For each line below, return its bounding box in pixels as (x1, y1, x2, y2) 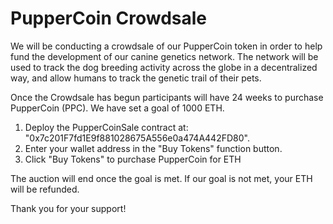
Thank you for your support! (10, 202, 127, 214)
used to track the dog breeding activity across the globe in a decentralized (10, 61, 318, 73)
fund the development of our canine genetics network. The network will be (10, 50, 319, 62)
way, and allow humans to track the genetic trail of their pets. (10, 72, 262, 84)
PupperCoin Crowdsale (10, 7, 207, 30)
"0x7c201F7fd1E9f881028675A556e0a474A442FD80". (24, 132, 250, 144)
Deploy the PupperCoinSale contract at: (24, 121, 189, 133)
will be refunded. (10, 183, 80, 195)
